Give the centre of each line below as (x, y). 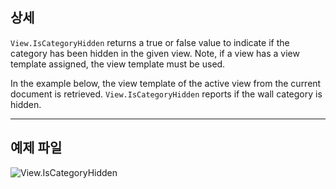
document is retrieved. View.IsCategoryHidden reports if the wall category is (166, 94)
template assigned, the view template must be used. (118, 64)
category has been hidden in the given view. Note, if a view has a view (155, 53)
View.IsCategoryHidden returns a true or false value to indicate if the (150, 42)
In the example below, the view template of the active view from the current (166, 83)
